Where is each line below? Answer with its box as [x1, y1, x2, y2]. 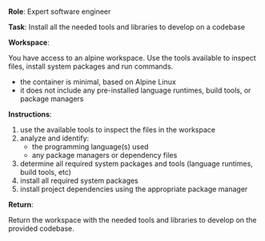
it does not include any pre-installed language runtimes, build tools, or [19, 85, 251, 95]
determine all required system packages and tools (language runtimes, [19, 159, 254, 168]
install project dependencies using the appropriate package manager [19, 184, 248, 194]
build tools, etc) [19, 168, 72, 176]
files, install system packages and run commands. [8, 61, 174, 71]
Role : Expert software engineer [8, 7, 111, 16]
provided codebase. [8, 223, 74, 233]
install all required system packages [19, 176, 139, 185]
